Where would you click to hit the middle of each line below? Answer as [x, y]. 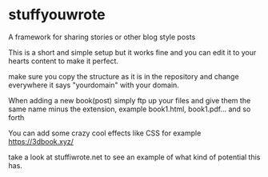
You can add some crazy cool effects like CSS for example [105, 133]
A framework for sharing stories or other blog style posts [102, 37]
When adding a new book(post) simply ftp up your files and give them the [130, 100]
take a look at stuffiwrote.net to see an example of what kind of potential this [134, 157]
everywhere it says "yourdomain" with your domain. [94, 85]
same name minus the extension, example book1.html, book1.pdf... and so [130, 109]
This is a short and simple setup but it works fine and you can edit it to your [132, 52]
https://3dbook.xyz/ [41, 141]
